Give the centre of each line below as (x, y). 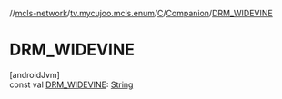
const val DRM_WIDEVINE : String (71, 84)
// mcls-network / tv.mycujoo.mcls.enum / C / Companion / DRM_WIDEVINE (141, 13)
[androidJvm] (35, 74)
